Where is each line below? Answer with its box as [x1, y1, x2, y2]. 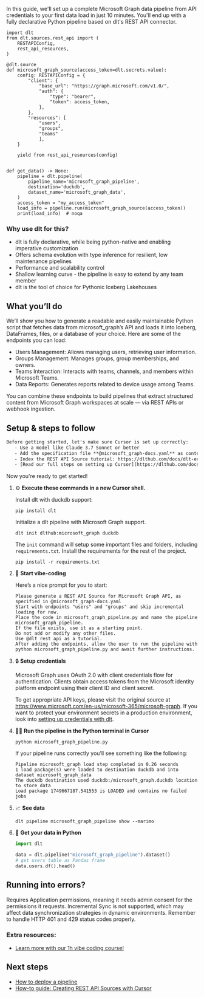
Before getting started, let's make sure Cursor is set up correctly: [6, 439, 189, 445]
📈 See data [15, 804, 46, 812]
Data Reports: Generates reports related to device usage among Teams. [15, 381, 195, 388]
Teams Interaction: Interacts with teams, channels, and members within [15, 367, 194, 375]
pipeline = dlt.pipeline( [17, 173, 83, 179]
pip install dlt [15, 508, 56, 514]
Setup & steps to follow [6, 423, 95, 433]
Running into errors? [6, 880, 86, 890]
